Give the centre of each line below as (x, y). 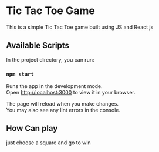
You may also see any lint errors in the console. (63, 110)
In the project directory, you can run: (50, 59)
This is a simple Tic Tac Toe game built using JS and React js (80, 27)
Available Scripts (38, 45)
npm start (20, 74)
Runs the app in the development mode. (54, 86)
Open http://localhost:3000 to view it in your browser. (71, 93)
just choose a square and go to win (48, 143)
